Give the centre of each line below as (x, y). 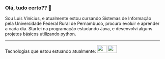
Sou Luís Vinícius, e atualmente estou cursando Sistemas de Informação (78, 19)
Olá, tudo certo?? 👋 (28, 8)
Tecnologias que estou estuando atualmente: (51, 51)
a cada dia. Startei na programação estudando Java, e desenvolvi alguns (79, 29)
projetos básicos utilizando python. (41, 34)
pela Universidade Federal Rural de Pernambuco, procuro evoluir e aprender (82, 23)
